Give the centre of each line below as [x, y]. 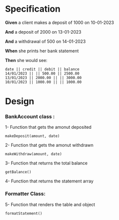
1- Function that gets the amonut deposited [48, 127]
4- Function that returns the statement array [49, 181]
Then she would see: [26, 60]
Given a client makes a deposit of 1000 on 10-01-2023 [60, 22]
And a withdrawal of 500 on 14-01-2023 [46, 41]
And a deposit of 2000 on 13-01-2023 [43, 32]
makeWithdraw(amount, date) [34, 154]
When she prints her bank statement [42, 51]
